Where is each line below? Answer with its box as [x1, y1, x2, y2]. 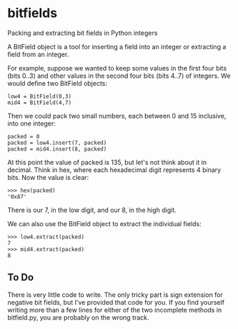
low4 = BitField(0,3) [7, 93, 72, 100]
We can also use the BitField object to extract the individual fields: [7, 219, 202, 228]
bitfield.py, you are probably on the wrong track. [7, 313, 149, 322]
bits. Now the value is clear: [7, 173, 89, 181]
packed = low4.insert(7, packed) [7, 139, 107, 146]
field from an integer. [7, 50, 69, 59]
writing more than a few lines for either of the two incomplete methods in [7, 305, 222, 314]
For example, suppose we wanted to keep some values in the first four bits [7, 64, 227, 72]
